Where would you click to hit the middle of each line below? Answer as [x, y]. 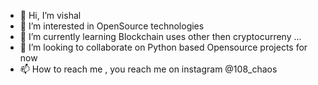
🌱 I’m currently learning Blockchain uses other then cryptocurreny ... [160, 36]
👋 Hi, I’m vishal [50, 15]
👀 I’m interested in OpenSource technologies [112, 26]
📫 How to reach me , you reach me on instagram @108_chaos [148, 69]
